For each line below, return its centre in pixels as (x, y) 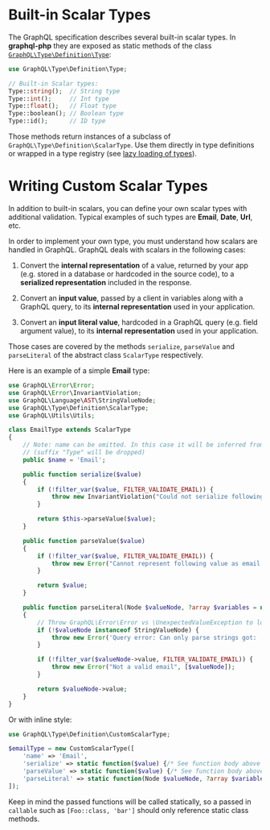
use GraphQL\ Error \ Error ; (51, 385)
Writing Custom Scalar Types (108, 186)
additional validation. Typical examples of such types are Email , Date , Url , (131, 217)
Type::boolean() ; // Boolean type (66, 114)
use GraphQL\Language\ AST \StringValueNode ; (82, 400)
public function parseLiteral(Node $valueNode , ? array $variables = (140, 608)
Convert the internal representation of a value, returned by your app (134, 265)
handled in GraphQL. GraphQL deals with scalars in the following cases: (127, 250)
